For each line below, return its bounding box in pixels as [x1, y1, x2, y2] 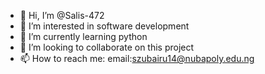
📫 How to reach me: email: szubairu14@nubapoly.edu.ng [19, 53, 255, 64]
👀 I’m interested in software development [19, 20, 190, 32]
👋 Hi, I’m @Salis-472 [19, 10, 105, 21]
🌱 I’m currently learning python [19, 31, 148, 42]
